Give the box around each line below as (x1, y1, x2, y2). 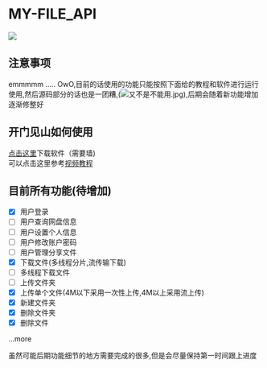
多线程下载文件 (19, 267, 70, 277)
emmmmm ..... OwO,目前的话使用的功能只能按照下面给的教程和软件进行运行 (8, 79, 259, 89)
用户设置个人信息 (19, 227, 77, 237)
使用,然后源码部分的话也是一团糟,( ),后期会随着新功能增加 (8, 89, 259, 99)
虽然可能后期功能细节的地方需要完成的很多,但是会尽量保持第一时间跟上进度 (8, 351, 257, 361)
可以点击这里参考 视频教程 (8, 158, 93, 167)
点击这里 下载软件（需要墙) (8, 148, 97, 158)
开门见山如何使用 (8, 126, 93, 139)
